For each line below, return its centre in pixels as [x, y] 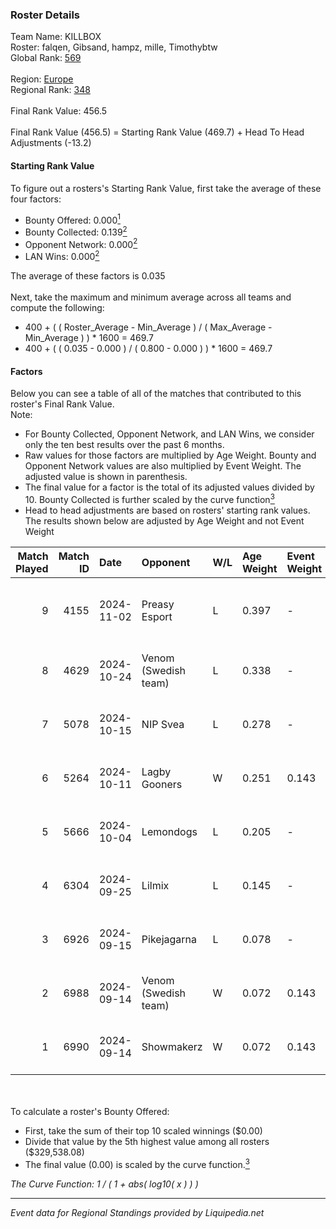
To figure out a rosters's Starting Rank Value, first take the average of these [166, 188]
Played [32, 568]
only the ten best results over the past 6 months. [124, 445]
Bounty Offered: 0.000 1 [72, 219]
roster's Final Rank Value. [62, 404]
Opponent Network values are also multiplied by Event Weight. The [163, 466]
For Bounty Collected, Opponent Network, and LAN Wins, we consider [169, 434]
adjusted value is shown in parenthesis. [106, 477]
